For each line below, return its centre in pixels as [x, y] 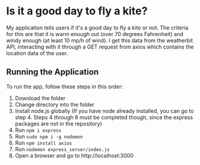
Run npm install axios [43, 143]
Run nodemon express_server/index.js [62, 149]
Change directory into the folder [55, 104]
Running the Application [53, 72]
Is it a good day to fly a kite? [77, 11]
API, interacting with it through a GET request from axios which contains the [100, 47]
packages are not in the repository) [58, 124]
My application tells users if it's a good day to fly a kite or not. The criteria [97, 28]
